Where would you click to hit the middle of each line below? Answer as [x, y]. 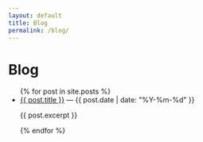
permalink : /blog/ [39, 30]
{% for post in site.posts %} [65, 91]
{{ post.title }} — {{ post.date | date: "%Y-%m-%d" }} [107, 100]
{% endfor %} [43, 131]
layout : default [35, 15]
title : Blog [28, 23]
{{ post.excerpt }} [49, 115]
